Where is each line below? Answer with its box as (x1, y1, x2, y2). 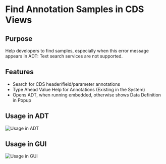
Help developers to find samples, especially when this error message (5, 48, 149, 53)
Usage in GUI (5, 140, 47, 148)
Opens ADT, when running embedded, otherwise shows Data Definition (12, 92, 161, 98)
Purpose (5, 34, 33, 43)
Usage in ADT (5, 112, 49, 121)
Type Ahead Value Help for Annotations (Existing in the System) (12, 86, 145, 92)
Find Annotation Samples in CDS (5, 4, 144, 15)
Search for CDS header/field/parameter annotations (12, 81, 120, 87)
